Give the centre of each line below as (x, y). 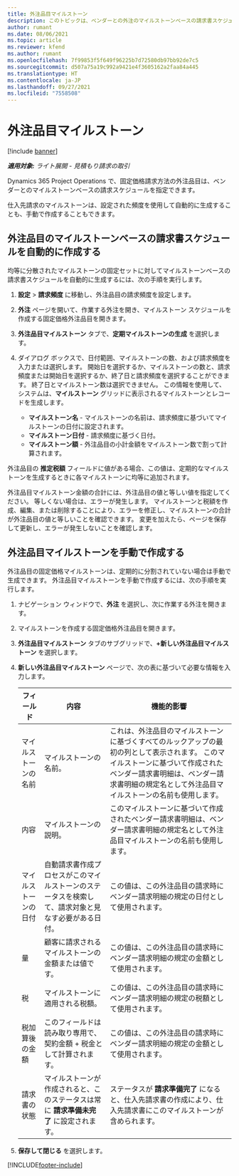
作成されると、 (69, 1089)
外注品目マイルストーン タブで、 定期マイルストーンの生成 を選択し (116, 334)
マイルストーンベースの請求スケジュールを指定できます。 (115, 190)
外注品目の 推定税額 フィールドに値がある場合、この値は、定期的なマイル (115, 468)
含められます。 (134, 1121)
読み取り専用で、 (73, 1033)
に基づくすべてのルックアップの (163, 741)
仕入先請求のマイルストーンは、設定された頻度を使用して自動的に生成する (116, 205)
